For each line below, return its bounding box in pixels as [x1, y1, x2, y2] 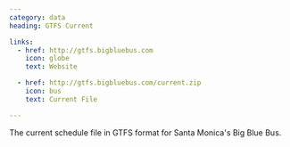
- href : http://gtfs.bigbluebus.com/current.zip [17, 78, 202, 87]
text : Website [25, 62, 78, 71]
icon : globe [25, 54, 70, 63]
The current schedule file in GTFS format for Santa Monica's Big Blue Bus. [9, 127, 282, 138]
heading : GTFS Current [9, 21, 94, 30]
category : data [9, 12, 66, 22]
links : [9, 37, 34, 46]
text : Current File [25, 94, 98, 103]
